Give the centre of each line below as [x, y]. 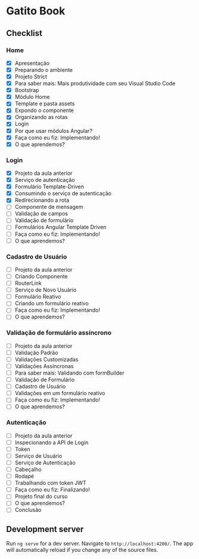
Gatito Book [36, 11]
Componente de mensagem [49, 207]
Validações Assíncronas [44, 366]
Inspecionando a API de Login [52, 442]
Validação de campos [41, 214]
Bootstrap [27, 90]
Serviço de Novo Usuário [46, 290]
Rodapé [24, 476]
